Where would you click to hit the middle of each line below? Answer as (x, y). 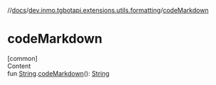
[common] (22, 58)
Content (19, 66)
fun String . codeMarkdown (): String (59, 73)
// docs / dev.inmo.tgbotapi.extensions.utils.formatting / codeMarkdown (108, 10)
